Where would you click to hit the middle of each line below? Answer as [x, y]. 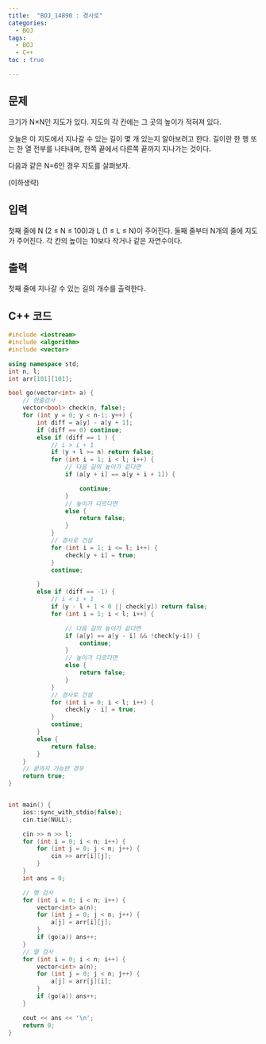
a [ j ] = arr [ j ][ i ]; [81, 982]
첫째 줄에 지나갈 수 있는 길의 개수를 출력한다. [77, 289]
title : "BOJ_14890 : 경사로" [56, 16]
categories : [28, 23]
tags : [17, 38]
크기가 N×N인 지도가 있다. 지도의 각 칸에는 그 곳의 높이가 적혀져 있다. [115, 122]
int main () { [30, 805]
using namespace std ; [44, 364]
